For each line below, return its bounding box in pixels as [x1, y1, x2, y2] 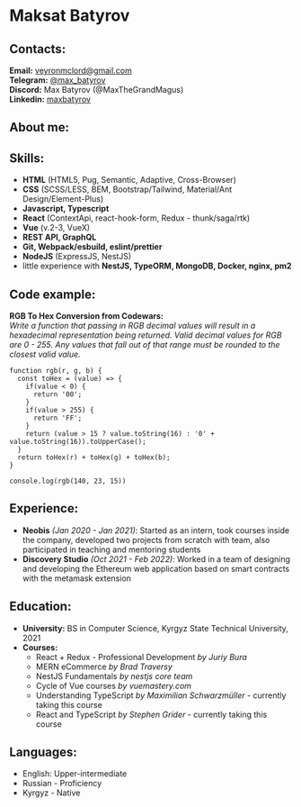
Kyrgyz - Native [22, 787, 81, 798]
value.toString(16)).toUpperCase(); [9, 438, 146, 447]
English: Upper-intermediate [22, 768, 128, 779]
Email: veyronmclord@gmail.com [9, 65, 133, 76]
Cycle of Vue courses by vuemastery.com [35, 680, 191, 691]
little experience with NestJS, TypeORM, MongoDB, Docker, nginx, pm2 [22, 260, 292, 271]
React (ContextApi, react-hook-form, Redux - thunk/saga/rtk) [22, 213, 251, 223]
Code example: [9, 286, 96, 302]
